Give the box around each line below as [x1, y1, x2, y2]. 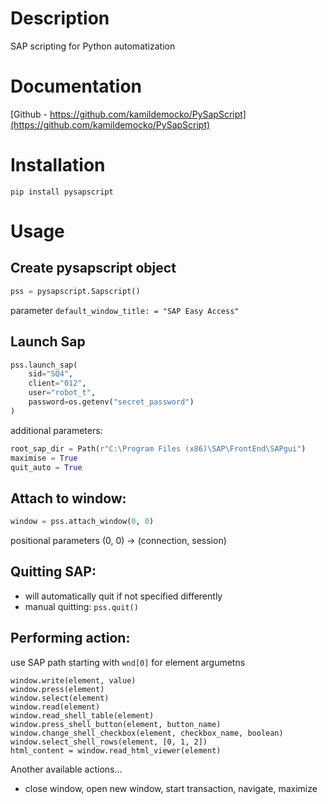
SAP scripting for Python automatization [10, 40, 176, 52]
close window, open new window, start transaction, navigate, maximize [24, 782, 318, 794]
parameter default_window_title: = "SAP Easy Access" [10, 304, 240, 316]
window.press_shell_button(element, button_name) [10, 719, 222, 729]
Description [10, 7, 110, 30]
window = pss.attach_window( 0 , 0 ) [10, 517, 155, 527]
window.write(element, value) [10, 675, 137, 686]
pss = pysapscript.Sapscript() [10, 286, 141, 296]
